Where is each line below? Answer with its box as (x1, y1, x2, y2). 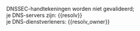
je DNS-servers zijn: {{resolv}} (6, 12, 82, 19)
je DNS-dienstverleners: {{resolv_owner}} (6, 18, 110, 25)
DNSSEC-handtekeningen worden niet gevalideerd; (6, 5, 135, 12)
